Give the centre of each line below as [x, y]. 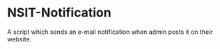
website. [19, 39]
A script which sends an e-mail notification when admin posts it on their [110, 32]
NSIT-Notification [59, 13]
